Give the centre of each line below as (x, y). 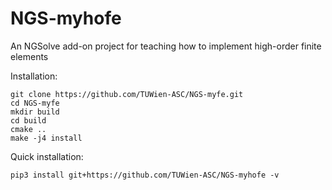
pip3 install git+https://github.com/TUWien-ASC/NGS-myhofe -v (145, 175)
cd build (28, 120)
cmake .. (28, 129)
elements (29, 56)
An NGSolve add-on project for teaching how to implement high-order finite (166, 46)
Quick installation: (47, 156)
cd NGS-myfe (35, 103)
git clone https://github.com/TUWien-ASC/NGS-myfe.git (127, 94)
